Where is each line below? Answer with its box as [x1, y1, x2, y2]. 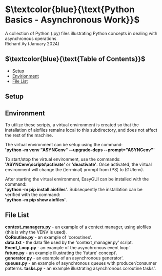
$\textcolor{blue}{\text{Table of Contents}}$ [5, 55, 145, 63]
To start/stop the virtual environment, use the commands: [5, 156, 121, 162]
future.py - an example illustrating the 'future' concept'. [5, 250, 118, 256]
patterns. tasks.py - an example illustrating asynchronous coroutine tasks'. [5, 265, 156, 271]
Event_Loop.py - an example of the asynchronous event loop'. [5, 244, 131, 250]
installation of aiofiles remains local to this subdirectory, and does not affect [5, 127, 158, 133]
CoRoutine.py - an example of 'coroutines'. [5, 234, 93, 240]
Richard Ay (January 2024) [5, 40, 60, 46]
